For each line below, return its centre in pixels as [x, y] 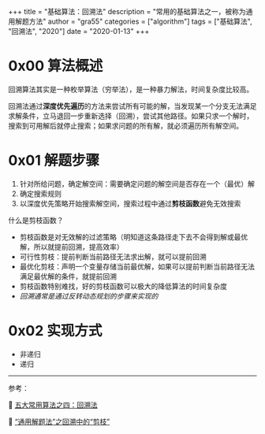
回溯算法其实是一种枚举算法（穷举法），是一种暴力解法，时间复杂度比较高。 [131, 89]
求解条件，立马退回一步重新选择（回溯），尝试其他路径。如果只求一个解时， [131, 116]
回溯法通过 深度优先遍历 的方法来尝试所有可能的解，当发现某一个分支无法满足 [132, 106]
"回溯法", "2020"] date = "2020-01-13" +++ [79, 31]
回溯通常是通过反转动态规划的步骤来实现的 [89, 296]
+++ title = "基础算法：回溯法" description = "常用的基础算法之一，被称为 [127, 11]
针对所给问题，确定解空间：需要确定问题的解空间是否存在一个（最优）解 [137, 184]
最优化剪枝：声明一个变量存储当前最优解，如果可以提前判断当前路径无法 [137, 266]
